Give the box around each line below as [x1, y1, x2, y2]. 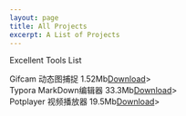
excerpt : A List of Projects [9, 30, 120, 39]
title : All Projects [9, 22, 88, 31]
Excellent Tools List [9, 55, 82, 66]
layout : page [9, 13, 59, 23]
